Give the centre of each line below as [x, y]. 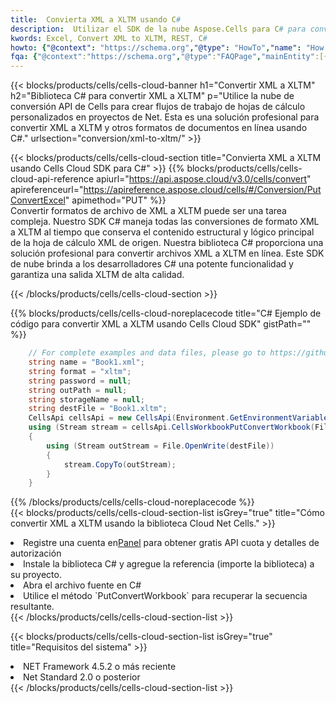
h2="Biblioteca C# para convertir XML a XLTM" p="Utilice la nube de [152, 96]
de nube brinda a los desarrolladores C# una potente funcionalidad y [152, 264]
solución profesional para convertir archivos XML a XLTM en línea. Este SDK [167, 253]
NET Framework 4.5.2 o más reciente [100, 667]
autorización [36, 553]
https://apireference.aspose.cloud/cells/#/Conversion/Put [202, 190]
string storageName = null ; [86, 399]
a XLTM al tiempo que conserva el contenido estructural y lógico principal [162, 232]
